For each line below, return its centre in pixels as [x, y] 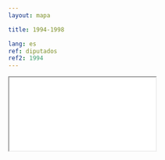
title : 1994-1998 [36, 29]
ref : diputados [33, 51]
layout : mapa [29, 15]
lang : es [22, 44]
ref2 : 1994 [26, 58]
